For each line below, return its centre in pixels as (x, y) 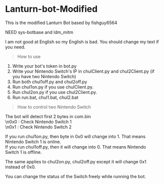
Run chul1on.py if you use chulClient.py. (53, 87)
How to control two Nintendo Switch (54, 107)
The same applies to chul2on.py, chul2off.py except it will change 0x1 (76, 161)
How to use (29, 56)
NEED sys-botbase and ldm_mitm (39, 32)
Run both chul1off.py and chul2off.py (50, 82)
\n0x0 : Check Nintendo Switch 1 (38, 122)
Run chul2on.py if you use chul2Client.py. (55, 92)
